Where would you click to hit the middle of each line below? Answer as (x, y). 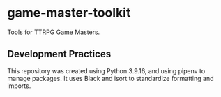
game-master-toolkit (69, 13)
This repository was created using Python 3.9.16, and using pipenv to (106, 70)
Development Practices (59, 54)
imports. (19, 86)
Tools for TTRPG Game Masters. (54, 32)
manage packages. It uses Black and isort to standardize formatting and (110, 78)
